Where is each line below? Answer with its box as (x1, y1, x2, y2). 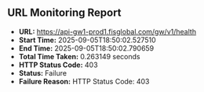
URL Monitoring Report (7, 6, 122, 19)
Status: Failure (18, 68, 67, 77)
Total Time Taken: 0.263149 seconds (18, 51, 140, 61)
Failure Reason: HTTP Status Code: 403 (18, 76, 150, 86)
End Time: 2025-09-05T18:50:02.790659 (18, 43, 155, 53)
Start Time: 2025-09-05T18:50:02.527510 (18, 35, 156, 44)
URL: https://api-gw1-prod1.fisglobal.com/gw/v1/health (18, 27, 197, 36)
